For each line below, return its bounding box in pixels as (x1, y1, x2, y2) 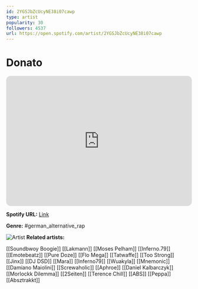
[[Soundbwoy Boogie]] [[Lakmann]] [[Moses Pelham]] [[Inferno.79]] (6, 245, 171, 252)
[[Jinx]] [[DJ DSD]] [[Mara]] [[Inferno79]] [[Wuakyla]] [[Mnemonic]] (6, 258, 170, 265)
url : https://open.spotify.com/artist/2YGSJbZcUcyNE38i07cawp (6, 31, 162, 37)
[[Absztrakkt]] (6, 277, 40, 284)
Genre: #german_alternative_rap (6, 222, 85, 229)
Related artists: (26, 234, 65, 241)
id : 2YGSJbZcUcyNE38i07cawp (6, 8, 75, 15)
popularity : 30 (6, 20, 44, 25)
